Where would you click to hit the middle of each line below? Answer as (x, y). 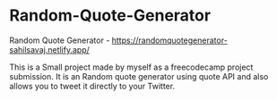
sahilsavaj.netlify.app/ (49, 49)
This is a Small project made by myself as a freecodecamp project (131, 67)
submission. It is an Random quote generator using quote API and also (139, 76)
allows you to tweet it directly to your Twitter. (92, 86)
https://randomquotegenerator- (170, 40)
